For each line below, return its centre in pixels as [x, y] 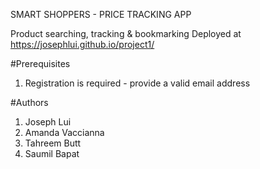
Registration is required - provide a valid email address [137, 83]
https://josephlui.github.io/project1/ [82, 44]
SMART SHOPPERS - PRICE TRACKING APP [101, 14]
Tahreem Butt [53, 143]
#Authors [29, 102]
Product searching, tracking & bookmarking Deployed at [126, 33]
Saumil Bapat [52, 153]
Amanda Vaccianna [64, 132]
